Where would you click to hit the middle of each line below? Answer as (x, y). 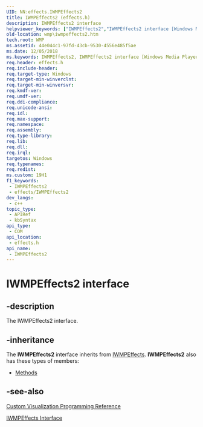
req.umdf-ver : (24, 96)
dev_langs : (20, 197)
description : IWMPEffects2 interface (54, 23)
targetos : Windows (29, 158)
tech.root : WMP (25, 40)
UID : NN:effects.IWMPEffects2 (44, 12)
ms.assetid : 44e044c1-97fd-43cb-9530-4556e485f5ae (71, 46)
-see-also (25, 392)
